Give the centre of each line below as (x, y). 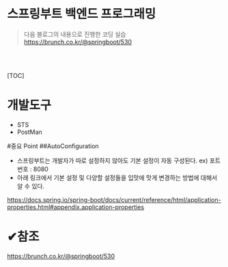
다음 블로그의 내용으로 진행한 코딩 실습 (75, 34)
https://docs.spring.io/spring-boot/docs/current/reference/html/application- (114, 199)
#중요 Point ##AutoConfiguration (53, 146)
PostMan (29, 132)
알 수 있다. (31, 186)
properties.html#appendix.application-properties (76, 207)
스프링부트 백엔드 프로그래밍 (82, 14)
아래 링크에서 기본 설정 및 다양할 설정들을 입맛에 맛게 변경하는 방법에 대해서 (117, 178)
